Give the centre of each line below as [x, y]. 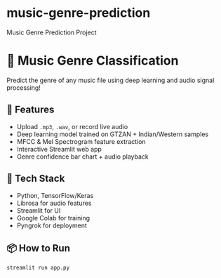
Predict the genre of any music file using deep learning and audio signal [110, 80]
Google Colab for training [53, 218]
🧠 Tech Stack [36, 179]
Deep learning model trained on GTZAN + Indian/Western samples [112, 134]
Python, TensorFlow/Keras [55, 195]
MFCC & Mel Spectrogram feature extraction [81, 141]
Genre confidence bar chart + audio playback [82, 157]
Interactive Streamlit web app [59, 149]
